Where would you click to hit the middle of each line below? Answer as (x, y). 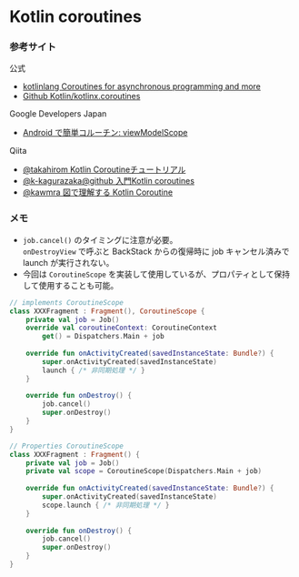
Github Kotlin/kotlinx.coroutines (81, 96)
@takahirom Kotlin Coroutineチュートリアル (104, 169)
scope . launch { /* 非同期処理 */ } (106, 505)
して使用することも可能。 (70, 285)
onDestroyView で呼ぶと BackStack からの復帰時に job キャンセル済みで (156, 251)
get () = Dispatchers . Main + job (104, 337)
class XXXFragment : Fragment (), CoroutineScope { (107, 311)
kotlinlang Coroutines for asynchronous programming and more (141, 86)
